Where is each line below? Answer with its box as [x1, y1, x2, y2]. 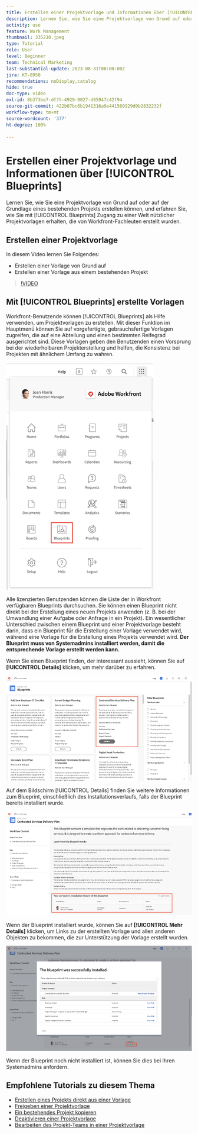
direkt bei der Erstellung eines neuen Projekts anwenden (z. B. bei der [6, 608, 176, 615]
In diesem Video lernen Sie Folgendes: [6, 251, 100, 257]
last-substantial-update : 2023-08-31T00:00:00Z [6, 66, 126, 72]
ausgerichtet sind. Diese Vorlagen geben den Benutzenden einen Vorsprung [6, 338, 192, 345]
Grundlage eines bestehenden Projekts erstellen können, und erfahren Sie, [6, 205, 187, 212]
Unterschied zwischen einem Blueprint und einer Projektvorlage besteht [6, 621, 181, 628]
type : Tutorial [6, 41, 44, 47]
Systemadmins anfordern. [6, 1064, 69, 1071]
